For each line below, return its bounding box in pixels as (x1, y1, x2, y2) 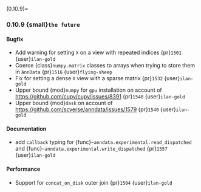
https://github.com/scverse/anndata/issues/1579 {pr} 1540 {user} (15, 106, 176, 113)
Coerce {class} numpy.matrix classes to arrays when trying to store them (15, 62, 196, 69)
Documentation (6, 125, 47, 132)
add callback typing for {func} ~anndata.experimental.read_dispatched (15, 139, 192, 146)
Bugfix (6, 35, 24, 43)
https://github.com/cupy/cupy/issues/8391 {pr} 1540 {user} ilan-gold (15, 93, 185, 100)
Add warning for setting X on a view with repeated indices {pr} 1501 (15, 49, 182, 57)
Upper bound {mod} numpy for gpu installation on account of (15, 86, 162, 94)
